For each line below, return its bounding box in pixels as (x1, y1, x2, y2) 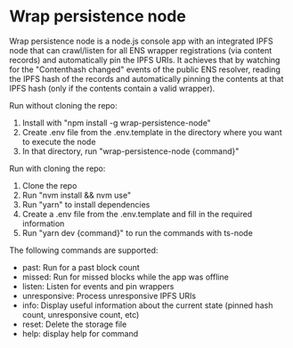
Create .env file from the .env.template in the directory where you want (21, 126, 282, 137)
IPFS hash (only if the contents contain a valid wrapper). (9, 83, 216, 93)
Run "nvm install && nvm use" (21, 190, 132, 200)
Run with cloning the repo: (9, 163, 106, 174)
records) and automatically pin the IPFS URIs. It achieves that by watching (9, 54, 281, 65)
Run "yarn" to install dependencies (21, 198, 151, 210)
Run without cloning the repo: (9, 100, 118, 110)
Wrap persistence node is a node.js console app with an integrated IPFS (9, 36, 273, 46)
